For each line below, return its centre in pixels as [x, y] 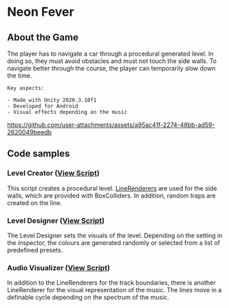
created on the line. [35, 202]
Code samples [39, 154]
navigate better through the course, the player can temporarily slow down [111, 68]
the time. [20, 75]
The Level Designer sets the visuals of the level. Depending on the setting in [115, 235]
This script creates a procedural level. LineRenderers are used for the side [112, 188]
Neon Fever [41, 12]
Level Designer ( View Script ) [56, 220]
